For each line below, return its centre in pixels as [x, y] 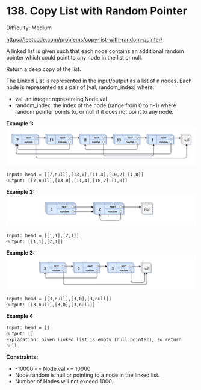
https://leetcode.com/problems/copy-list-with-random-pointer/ [85, 39]
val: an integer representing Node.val [61, 99]
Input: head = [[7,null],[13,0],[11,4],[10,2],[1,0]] [75, 175]
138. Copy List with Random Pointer [97, 11]
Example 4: [20, 316]
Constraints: [22, 357]
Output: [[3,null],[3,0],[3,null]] [51, 305]
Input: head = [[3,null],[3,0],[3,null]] [59, 299]
